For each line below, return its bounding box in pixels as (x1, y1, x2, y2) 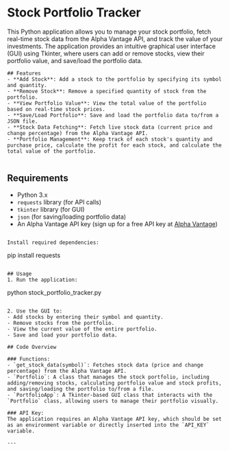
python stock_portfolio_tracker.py (7, 288, 101, 296)
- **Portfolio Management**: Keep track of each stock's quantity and (7, 136, 213, 143)
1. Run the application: (7, 276, 78, 283)
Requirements (7, 173, 68, 184)
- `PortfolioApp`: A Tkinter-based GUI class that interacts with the (7, 391, 213, 398)
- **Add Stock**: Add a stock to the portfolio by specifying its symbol (7, 75, 222, 83)
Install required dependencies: (7, 239, 99, 246)
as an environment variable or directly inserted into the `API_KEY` (7, 422, 210, 428)
